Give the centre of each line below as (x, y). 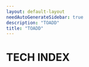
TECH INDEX (38, 58)
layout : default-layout (36, 12)
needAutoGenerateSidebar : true (45, 17)
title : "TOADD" (25, 28)
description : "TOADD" (33, 23)
